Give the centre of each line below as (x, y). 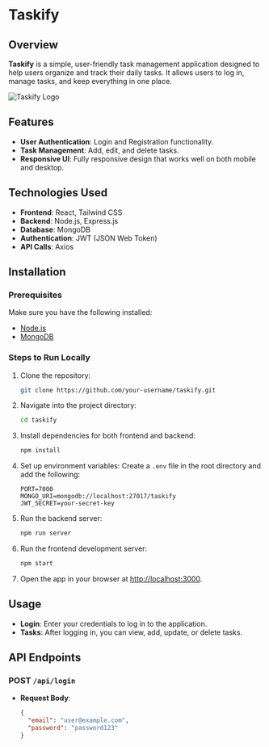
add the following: (50, 475)
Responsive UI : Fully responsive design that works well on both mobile (138, 158)
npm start (37, 564)
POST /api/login (42, 681)
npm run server (46, 533)
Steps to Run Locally (49, 358)
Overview (34, 45)
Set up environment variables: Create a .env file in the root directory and (140, 466)
